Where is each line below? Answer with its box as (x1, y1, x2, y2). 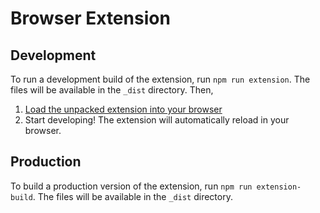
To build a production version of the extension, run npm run (10, 180, 253, 192)
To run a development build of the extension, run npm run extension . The (10, 73, 311, 85)
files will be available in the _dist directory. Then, (10, 84, 214, 96)
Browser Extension (10, 7, 171, 30)
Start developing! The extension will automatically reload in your (24, 114, 290, 126)
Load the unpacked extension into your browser (24, 103, 223, 115)
